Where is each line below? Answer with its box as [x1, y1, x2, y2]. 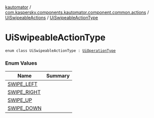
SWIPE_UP [7, 97, 32, 104]
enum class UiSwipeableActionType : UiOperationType [5, 48, 116, 53]
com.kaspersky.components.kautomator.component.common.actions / [5, 9, 149, 15]
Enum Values [5, 59, 38, 66]
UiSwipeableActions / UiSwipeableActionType [5, 15, 98, 20]
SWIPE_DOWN [7, 105, 42, 112]
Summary [46, 73, 70, 79]
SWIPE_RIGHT [7, 89, 41, 96]
